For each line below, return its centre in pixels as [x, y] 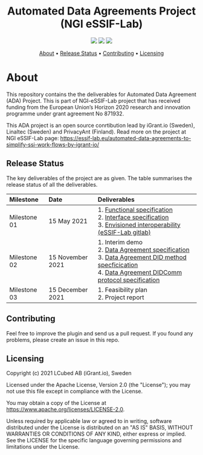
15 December [68, 289]
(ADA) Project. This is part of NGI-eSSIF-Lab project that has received [93, 100]
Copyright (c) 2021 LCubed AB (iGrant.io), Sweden [69, 373]
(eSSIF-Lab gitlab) [124, 232]
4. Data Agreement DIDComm [140, 272]
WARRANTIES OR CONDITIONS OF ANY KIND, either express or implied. [96, 434]
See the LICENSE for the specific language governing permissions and [94, 440]
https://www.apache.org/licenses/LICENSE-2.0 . [66, 410]
